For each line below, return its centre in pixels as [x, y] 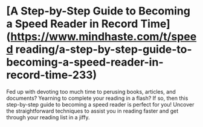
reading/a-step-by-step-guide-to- [104, 50]
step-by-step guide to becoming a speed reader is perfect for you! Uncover [100, 104]
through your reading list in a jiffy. [48, 117]
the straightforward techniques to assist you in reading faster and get [92, 111]
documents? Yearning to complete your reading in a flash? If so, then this [97, 98]
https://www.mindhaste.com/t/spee [104, 37]
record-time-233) [52, 75]
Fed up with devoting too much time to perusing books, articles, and [91, 91]
